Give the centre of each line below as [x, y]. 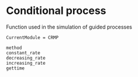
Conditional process [56, 11]
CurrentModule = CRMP [32, 37]
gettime [15, 68]
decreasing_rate [26, 58]
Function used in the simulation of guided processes [69, 27]
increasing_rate [26, 63]
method [14, 48]
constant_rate [23, 53]
